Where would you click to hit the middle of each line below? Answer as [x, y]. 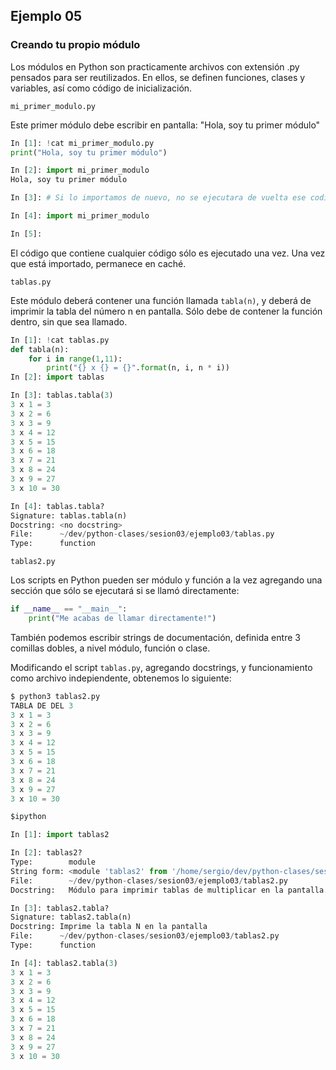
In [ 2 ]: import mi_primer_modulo [80, 170]
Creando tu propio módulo [75, 45]
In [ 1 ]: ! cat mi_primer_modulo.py [82, 143]
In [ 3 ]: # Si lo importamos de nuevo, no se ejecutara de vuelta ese [158, 198]
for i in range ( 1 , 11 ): [75, 359]
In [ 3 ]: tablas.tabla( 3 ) [62, 395]
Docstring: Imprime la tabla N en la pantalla [109, 927]
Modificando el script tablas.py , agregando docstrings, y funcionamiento [161, 667]
